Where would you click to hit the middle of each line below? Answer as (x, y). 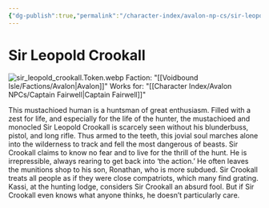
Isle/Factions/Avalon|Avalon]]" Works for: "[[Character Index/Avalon (120, 86)
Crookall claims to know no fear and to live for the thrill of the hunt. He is (128, 152)
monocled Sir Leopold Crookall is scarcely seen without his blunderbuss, (128, 127)
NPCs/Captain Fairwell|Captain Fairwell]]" (77, 94)
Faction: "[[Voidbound (162, 78)
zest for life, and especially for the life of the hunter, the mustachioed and (129, 118)
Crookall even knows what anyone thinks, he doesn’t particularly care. (124, 195)
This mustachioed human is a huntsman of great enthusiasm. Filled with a (129, 110)
